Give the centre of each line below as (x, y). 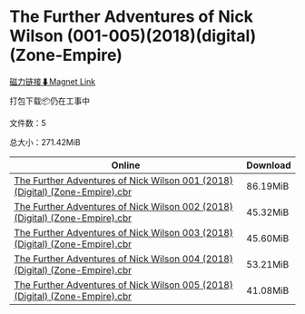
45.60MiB (268, 238)
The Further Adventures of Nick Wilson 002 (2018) (123, 206)
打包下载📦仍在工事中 (50, 101)
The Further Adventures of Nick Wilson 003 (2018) (123, 232)
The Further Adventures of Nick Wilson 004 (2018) (123, 259)
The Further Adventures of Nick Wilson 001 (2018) (123, 181)
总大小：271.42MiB (45, 142)
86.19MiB (268, 186)
